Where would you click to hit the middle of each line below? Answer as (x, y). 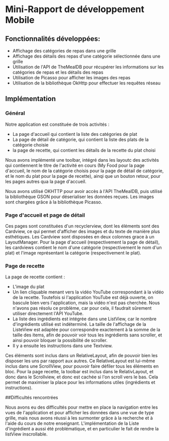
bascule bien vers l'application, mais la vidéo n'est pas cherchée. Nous (86, 303)
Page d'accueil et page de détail (45, 215)
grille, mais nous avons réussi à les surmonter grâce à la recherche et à (79, 418)
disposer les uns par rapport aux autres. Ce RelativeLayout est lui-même (80, 361)
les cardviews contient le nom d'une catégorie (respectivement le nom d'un (83, 247)
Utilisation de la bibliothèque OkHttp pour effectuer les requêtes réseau (87, 83)
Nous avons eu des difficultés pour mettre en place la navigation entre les (82, 407)
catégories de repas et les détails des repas (58, 72)
